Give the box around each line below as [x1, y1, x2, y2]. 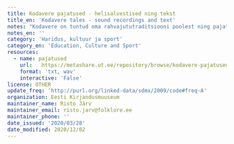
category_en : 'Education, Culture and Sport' [7, 42, 141, 49]
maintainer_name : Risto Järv [7, 100, 92, 107]
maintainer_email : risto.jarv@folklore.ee [7, 107, 132, 114]
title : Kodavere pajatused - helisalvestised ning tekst [7, 10, 176, 17]
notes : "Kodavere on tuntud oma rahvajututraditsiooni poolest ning [7, 23, 210, 30]
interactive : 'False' [19, 74, 82, 82]
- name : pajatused [13, 55, 68, 62]
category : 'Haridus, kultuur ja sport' [7, 36, 123, 43]
